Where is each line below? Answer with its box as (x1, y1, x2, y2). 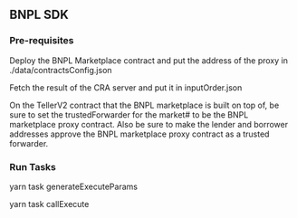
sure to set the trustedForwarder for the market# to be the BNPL (9, 109, 249, 120)
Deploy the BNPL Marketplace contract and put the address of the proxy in (9, 54, 288, 66)
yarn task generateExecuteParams (9, 181, 139, 192)
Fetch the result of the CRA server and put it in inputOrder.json (9, 81, 243, 93)
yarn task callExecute (9, 198, 90, 209)
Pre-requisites (9, 34, 74, 47)
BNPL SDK (9, 7, 70, 23)
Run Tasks (9, 160, 57, 173)
